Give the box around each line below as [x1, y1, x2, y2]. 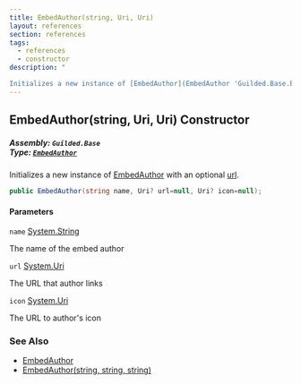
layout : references [9, 21, 82, 30]
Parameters [9, 206, 54, 217]
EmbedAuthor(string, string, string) [21, 364, 152, 376]
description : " [9, 64, 66, 73]
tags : [9, 38, 30, 47]
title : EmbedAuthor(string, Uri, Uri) [9, 13, 154, 22]
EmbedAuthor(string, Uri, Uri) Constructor [9, 113, 250, 128]
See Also [9, 335, 49, 347]
